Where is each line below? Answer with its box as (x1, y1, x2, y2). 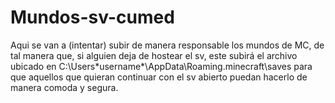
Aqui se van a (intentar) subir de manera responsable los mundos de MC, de (10, 39, 325, 51)
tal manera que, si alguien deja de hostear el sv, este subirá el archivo (10, 49, 298, 61)
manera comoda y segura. (10, 81, 119, 93)
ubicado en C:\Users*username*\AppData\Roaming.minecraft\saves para (10, 60, 313, 72)
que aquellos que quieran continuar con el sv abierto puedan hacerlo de (10, 71, 308, 83)
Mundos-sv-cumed (10, 6, 175, 29)
